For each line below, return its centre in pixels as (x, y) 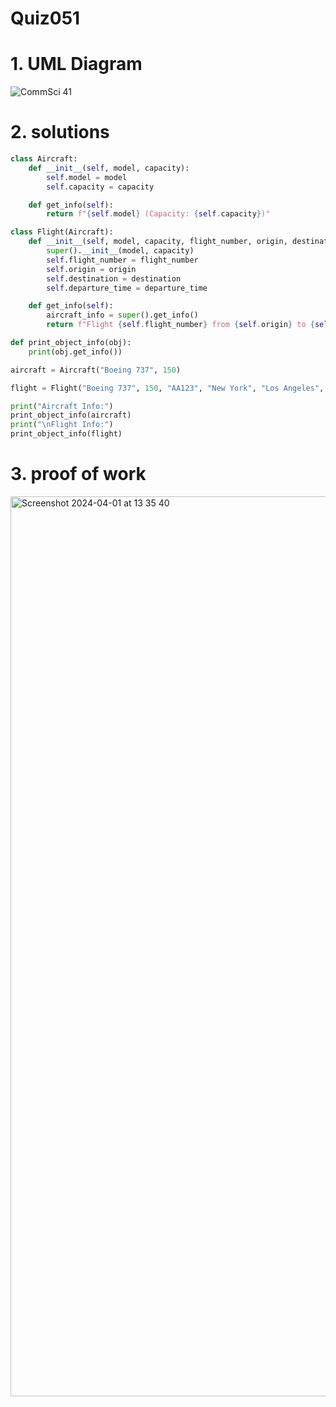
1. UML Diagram (76, 64)
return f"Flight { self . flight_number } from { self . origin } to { (180, 325)
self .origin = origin (91, 269)
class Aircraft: (44, 159)
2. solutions (60, 132)
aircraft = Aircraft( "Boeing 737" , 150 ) (96, 370)
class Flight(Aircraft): (62, 232)
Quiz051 (45, 18)
